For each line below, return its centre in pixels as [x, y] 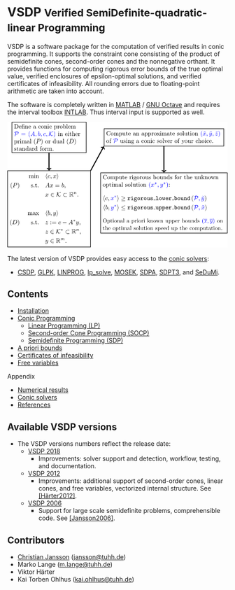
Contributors [36, 540]
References [34, 405]
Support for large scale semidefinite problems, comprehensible [129, 511]
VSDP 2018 [44, 451]
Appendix [21, 377]
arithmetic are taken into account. [56, 91]
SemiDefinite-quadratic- [147, 13]
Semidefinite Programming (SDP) [76, 341]
